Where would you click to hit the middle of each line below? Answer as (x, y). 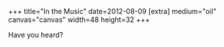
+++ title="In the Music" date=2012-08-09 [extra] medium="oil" (112, 11)
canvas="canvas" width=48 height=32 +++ (79, 20)
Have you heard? (36, 35)
